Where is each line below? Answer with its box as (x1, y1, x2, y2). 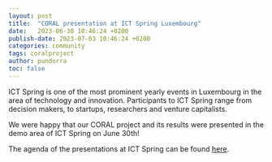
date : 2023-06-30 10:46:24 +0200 (8, 27, 129, 35)
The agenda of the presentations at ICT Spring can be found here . (8, 143, 230, 154)
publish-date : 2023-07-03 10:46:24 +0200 (8, 34, 151, 43)
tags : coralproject (8, 49, 75, 58)
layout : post (8, 11, 53, 20)
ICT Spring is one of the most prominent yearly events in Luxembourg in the (8, 87, 262, 96)
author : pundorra (8, 58, 67, 66)
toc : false (8, 65, 45, 73)
